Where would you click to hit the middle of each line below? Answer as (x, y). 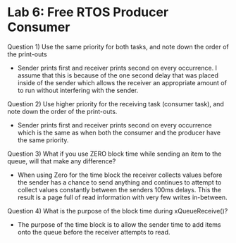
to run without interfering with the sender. (78, 90)
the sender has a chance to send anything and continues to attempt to (119, 182)
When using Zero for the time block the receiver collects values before (120, 175)
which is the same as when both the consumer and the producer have (119, 132)
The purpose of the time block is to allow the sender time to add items (119, 224)
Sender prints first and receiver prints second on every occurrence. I (117, 68)
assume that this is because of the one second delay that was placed (118, 75)
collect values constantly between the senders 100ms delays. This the (119, 189)
